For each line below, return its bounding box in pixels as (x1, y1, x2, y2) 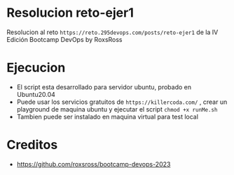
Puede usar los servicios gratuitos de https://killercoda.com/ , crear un (16, 98, 228, 106)
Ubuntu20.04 (16, 90, 55, 98)
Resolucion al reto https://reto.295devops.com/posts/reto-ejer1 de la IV (6, 28, 219, 36)
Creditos (6, 137, 58, 153)
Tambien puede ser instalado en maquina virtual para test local (16, 112, 199, 121)
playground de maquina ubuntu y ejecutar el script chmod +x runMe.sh (16, 105, 218, 113)
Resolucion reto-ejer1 (6, 5, 134, 21)
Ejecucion (6, 60, 66, 76)
